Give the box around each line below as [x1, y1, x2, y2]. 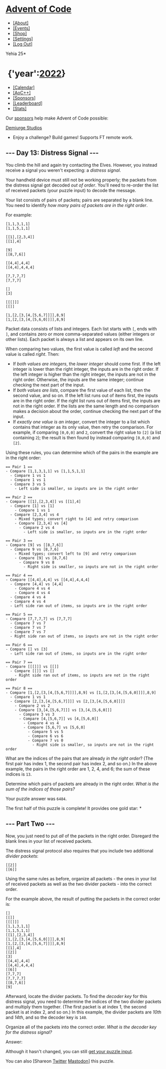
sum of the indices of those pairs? [5, 786, 75, 792]
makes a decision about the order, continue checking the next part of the [12, 408, 162, 414]
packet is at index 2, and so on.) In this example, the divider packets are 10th [5, 1009, 162, 1015]
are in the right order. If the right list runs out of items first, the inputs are [12, 398, 161, 403]
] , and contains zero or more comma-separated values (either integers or [5, 331, 155, 337]
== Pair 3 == [5, 538, 33, 543]
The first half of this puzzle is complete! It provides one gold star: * [5, 805, 142, 811]
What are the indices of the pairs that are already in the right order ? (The [5, 755, 154, 761]
